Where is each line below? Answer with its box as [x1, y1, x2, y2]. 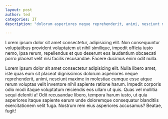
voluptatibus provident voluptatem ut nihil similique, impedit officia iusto [5, 45, 153, 51]
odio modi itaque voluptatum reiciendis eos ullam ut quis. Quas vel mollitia [5, 86, 157, 93]
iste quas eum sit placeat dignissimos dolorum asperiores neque [5, 71, 138, 77]
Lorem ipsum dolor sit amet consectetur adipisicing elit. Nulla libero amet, [5, 65, 156, 71]
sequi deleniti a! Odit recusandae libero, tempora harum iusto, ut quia [5, 92, 147, 98]
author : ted [5, 12, 30, 17]
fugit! [5, 108, 16, 114]
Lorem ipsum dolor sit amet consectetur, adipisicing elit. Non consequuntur [5, 40, 160, 46]
